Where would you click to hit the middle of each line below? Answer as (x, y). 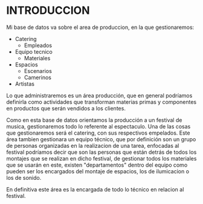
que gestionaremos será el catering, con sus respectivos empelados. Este (98, 133)
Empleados (38, 45)
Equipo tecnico (34, 51)
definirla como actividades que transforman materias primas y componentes (101, 102)
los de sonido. (24, 177)
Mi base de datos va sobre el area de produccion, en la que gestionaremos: (100, 27)
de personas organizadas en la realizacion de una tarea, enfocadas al (93, 145)
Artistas (25, 84)
